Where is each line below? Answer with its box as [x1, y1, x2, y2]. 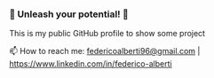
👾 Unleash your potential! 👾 [9, 8, 129, 20]
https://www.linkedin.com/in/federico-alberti [9, 58, 172, 69]
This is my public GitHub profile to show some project [9, 28, 206, 39]
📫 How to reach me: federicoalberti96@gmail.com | [9, 46, 201, 57]
